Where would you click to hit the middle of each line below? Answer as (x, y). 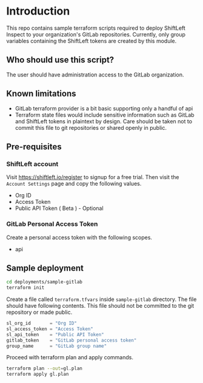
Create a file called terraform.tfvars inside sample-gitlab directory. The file (101, 299)
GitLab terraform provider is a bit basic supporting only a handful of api (104, 108)
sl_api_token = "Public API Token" (55, 334)
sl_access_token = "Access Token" (50, 329)
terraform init (25, 288)
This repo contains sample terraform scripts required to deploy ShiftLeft (96, 28)
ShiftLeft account (32, 164)
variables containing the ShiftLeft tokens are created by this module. (92, 41)
